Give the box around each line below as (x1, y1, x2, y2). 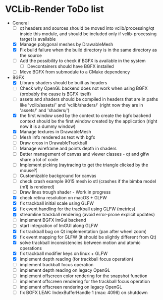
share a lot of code (19, 156, 58, 162)
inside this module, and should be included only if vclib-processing (19, 31, 157, 37)
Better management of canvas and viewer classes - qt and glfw (19, 151, 150, 157)
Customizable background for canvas (19, 173, 97, 179)
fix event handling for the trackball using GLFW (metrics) (19, 206, 136, 212)
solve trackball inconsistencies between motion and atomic (19, 240, 141, 245)
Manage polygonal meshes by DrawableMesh (19, 41, 113, 47)
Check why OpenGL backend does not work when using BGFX (19, 85, 148, 91)
